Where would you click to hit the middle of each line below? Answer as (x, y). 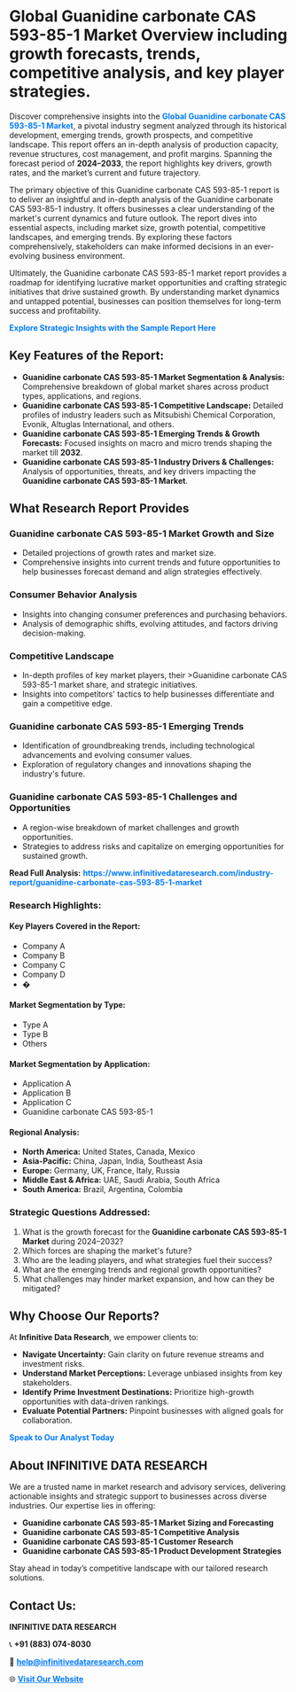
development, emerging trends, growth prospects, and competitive (131, 135)
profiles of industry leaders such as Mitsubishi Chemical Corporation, (149, 415)
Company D (44, 974)
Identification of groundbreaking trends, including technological (138, 745)
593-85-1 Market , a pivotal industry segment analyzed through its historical (148, 125)
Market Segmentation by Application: (80, 1064)
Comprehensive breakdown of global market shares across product (145, 386)
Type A (35, 1025)
